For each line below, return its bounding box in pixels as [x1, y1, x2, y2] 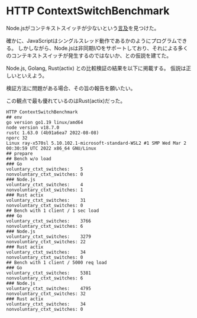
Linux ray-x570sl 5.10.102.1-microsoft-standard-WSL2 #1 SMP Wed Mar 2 [6, 140, 186, 146]
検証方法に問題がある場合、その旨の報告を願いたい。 [6, 84, 136, 91]
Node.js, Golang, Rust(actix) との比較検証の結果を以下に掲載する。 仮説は [6, 64, 186, 72]
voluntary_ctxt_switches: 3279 [6, 233, 92, 240]
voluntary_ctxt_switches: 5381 [6, 270, 92, 276]
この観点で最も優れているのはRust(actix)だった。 [6, 97, 126, 104]
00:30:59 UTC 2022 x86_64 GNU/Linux [6, 145, 96, 151]
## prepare [6, 150, 33, 157]
